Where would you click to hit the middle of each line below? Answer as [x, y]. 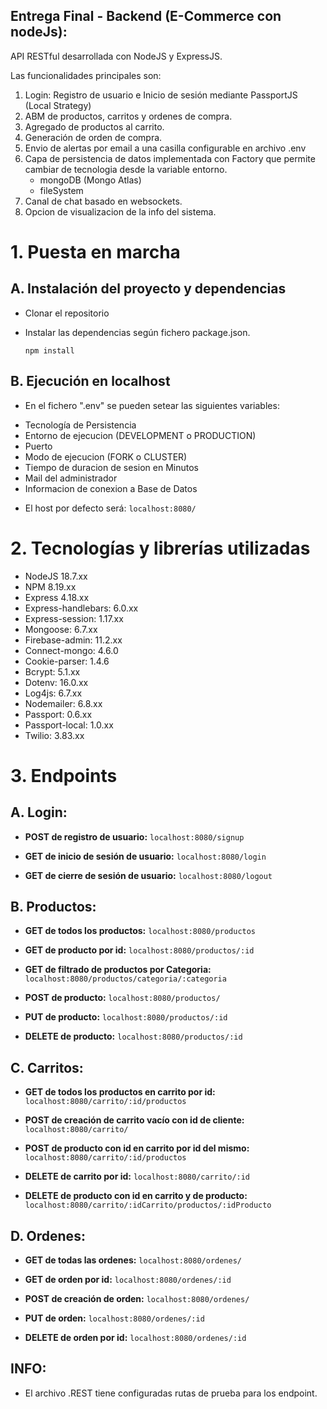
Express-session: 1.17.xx [74, 618]
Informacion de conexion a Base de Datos [111, 488]
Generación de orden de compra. [93, 137]
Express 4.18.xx [57, 597]
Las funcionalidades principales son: [86, 75]
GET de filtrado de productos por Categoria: [118, 970]
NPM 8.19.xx [50, 586]
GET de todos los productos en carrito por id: [120, 1092]
